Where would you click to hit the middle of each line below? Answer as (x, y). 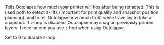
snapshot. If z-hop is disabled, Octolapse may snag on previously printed (79, 22)
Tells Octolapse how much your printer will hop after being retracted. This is (82, 7)
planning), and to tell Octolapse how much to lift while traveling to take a (78, 17)
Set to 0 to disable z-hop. (31, 37)
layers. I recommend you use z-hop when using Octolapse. (65, 28)
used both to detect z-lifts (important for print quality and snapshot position (82, 12)
